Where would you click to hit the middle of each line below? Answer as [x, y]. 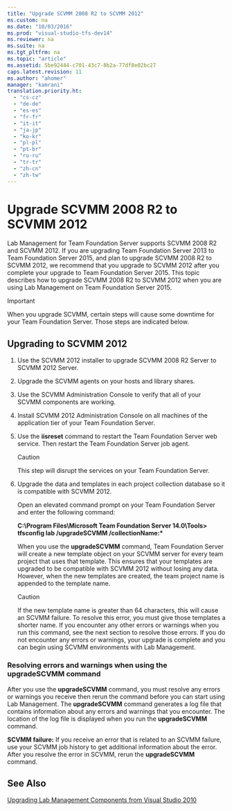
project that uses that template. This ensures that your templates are [115, 561]
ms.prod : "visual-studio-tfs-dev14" [60, 33]
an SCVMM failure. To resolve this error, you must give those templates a [122, 618]
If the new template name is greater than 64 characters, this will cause [118, 610]
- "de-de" [27, 104]
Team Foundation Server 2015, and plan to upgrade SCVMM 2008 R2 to [110, 258]
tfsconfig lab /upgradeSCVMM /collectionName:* [90, 533]
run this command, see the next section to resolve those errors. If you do [121, 633]
